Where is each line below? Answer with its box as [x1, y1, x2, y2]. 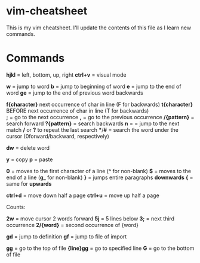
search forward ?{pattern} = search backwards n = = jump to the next [6, 120, 180, 127]
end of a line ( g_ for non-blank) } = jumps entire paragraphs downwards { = [6, 174, 193, 181]
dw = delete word [6, 144, 50, 151]
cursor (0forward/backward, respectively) [6, 132, 109, 140]
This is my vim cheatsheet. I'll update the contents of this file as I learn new [6, 24, 192, 31]
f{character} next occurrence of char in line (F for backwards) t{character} [6, 101, 193, 108]
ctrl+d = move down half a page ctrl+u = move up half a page [6, 192, 159, 199]
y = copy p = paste [6, 156, 53, 163]
